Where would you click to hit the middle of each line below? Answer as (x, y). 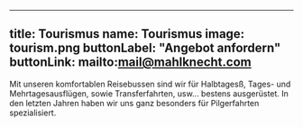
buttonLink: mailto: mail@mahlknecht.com (130, 63)
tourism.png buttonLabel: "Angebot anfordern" (145, 48)
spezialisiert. (33, 113)
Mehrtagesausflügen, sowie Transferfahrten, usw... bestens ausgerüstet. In (149, 93)
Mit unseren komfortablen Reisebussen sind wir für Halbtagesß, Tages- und (150, 84)
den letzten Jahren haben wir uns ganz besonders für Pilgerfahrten (134, 103)
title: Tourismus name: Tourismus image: (127, 34)
